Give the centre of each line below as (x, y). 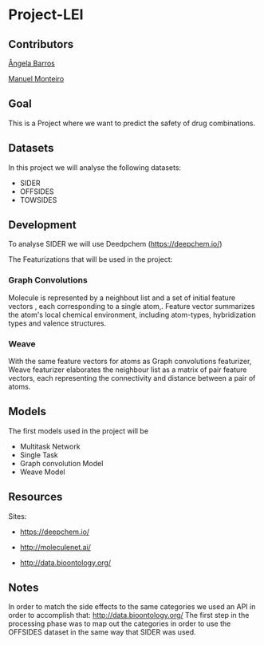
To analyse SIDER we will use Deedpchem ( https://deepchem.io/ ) (115, 244)
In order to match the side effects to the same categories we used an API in (132, 607)
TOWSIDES (38, 200)
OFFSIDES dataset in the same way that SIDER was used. (102, 632)
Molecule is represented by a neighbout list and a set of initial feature (122, 298)
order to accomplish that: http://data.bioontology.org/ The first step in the (129, 615)
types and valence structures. (57, 323)
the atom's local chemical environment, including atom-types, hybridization (132, 315)
